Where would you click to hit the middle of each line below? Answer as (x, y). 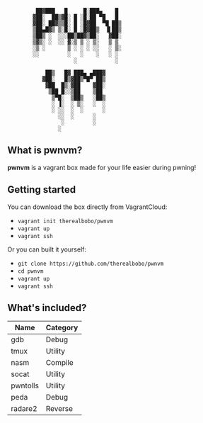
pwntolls (25, 385)
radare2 (24, 409)
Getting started (42, 190)
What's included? (47, 308)
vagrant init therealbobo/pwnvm (65, 221)
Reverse (59, 409)
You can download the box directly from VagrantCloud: (87, 207)
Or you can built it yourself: (47, 249)
